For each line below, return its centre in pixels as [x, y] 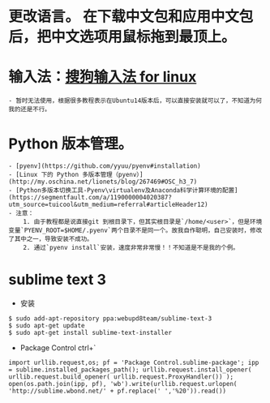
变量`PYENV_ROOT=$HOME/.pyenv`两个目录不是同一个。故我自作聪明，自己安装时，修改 [135, 231]
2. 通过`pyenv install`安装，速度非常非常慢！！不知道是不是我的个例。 [131, 248]
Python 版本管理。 [71, 144]
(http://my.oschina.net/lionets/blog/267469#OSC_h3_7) [103, 182]
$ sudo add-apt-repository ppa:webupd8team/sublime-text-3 [110, 319]
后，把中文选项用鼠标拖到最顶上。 [122, 37]
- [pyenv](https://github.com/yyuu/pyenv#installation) [105, 166]
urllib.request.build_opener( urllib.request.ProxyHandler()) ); [121, 377]
